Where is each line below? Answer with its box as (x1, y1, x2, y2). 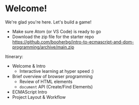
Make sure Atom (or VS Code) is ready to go (12, 28, 101, 34)
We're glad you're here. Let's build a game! (5, 19, 92, 25)
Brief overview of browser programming (12, 73, 93, 79)
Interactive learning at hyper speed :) (19, 68, 94, 74)
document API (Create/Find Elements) (19, 84, 93, 89)
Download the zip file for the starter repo (12, 34, 94, 40)
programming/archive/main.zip (12, 44, 75, 50)
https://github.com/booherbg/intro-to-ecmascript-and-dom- (12, 39, 134, 44)
